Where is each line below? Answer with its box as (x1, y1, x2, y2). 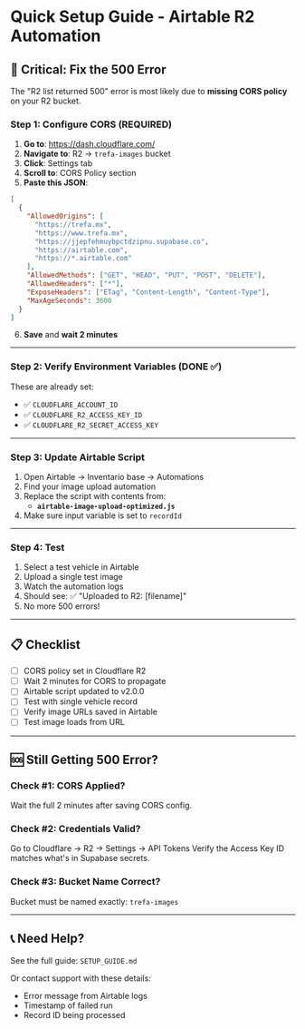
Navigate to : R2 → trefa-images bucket (23, 148, 171, 160)
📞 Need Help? (10, 931, 85, 946)
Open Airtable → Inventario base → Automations (23, 472, 205, 483)
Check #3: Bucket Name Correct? (10, 876, 161, 888)
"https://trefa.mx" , (33, 220, 112, 229)
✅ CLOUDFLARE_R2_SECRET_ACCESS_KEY (23, 419, 159, 430)
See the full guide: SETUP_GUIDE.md (10, 955, 138, 965)
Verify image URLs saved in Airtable (23, 706, 157, 718)
